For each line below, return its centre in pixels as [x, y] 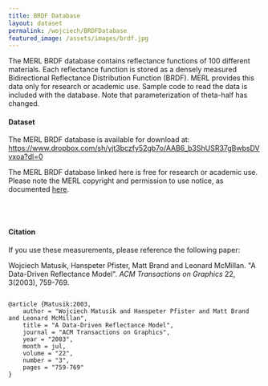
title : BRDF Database [45, 16]
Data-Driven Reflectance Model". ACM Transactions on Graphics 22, [122, 274]
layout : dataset [35, 23]
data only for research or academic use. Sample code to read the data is [128, 87]
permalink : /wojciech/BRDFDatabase [68, 30]
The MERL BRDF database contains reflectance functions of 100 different [129, 61]
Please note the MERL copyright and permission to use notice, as [116, 181]
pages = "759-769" [53, 367]
